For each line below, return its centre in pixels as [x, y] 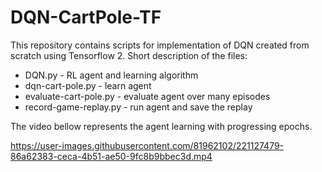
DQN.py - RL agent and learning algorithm [111, 75]
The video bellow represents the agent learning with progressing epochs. [161, 126]
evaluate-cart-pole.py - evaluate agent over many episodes [147, 96]
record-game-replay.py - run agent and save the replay [138, 107]
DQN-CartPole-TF [86, 17]
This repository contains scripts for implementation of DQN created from [160, 45]
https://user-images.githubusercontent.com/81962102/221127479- [147, 145]
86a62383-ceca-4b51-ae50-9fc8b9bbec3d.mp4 [111, 156]
